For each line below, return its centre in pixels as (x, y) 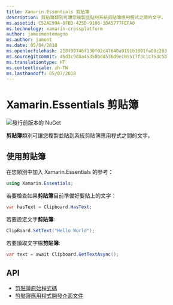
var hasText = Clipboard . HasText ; (49, 207)
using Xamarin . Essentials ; (40, 183)
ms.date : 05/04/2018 (32, 46)
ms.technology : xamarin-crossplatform (54, 29)
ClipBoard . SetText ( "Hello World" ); (51, 230)
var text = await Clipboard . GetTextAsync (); (63, 254)
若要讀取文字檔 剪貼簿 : (34, 243)
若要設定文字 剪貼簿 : (31, 219)
